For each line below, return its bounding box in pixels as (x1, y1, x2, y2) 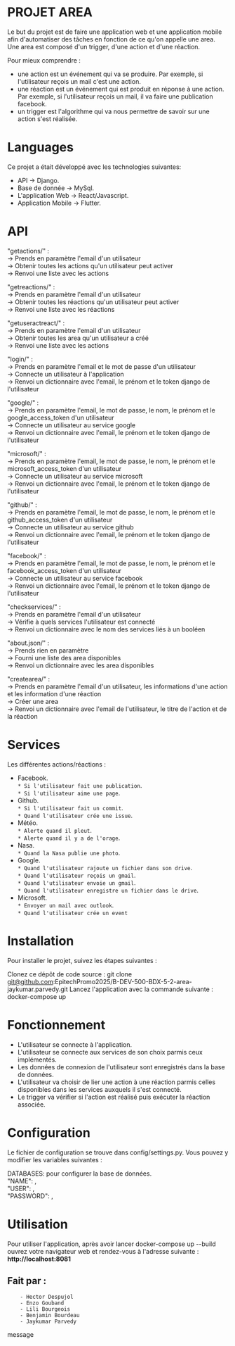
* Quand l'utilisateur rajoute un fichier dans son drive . (17, 863, 193, 872)
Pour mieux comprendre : (7, 56, 81, 64)
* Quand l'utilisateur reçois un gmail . (17, 871, 136, 879)
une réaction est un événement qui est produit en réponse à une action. (17, 84, 224, 93)
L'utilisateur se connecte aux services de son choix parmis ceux (17, 1048, 203, 1056)
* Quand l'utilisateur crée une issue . (17, 811, 133, 819)
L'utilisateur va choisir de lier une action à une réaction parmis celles (17, 1078, 216, 1086)
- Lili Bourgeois (20, 1306, 71, 1313)
